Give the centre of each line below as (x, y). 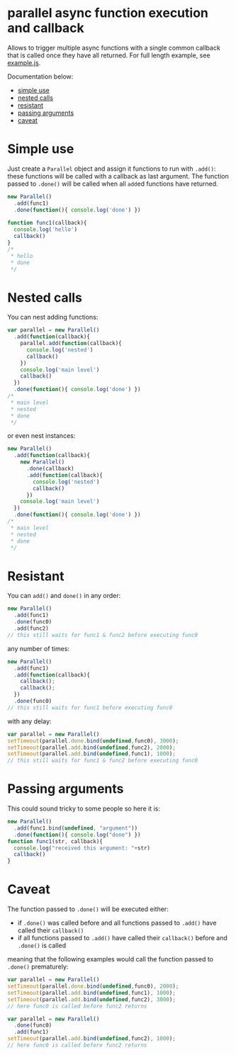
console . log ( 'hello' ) (46, 230)
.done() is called (42, 946)
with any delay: (29, 721)
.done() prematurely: (38, 967)
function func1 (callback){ (47, 223)
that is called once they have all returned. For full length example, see (109, 55)
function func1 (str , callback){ (55, 841)
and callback (46, 28)
